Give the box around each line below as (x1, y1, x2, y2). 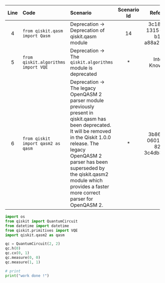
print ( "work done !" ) (5, 273, 50, 278)
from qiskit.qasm (22, 28, 63, 33)
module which (70, 177, 103, 184)
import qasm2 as (22, 141, 60, 146)
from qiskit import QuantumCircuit (5, 219, 78, 223)
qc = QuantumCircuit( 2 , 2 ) (5, 241, 60, 247)
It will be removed (70, 128, 111, 134)
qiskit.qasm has (70, 116, 107, 122)
